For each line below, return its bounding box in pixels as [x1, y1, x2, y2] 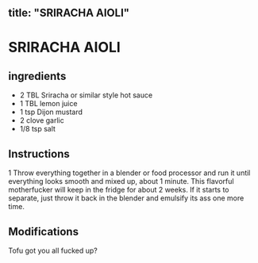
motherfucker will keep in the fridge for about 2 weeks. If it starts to [8, 185, 229, 195]
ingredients [8, 69, 67, 82]
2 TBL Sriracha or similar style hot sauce [19, 90, 153, 100]
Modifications [8, 225, 79, 238]
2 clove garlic [19, 116, 65, 125]
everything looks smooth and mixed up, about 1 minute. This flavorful [8, 177, 234, 186]
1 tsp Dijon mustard [19, 107, 83, 117]
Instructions [8, 147, 70, 161]
